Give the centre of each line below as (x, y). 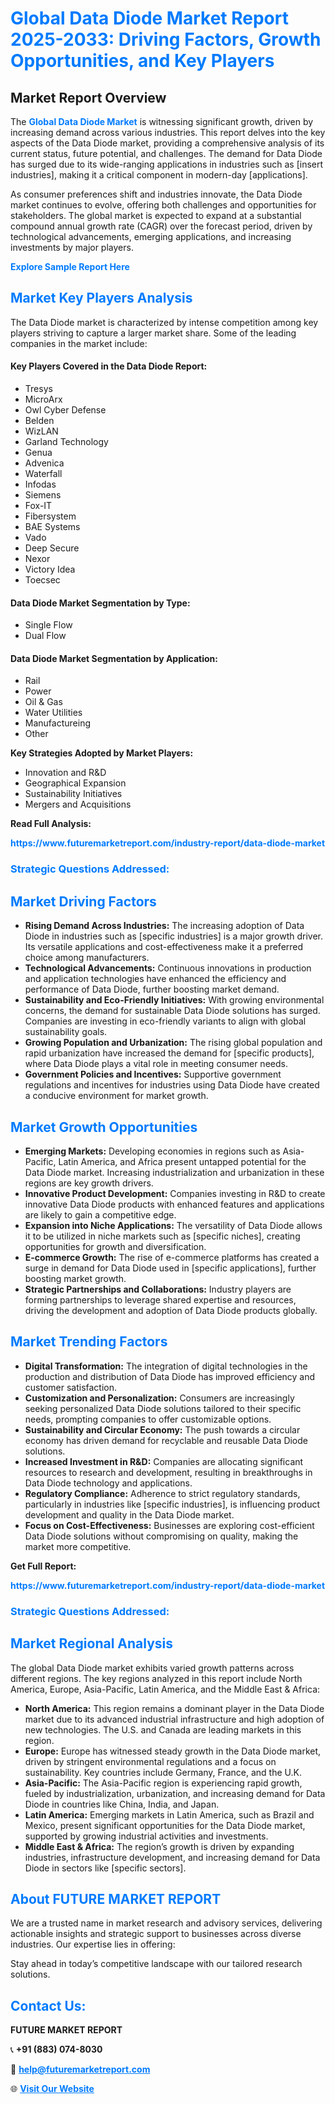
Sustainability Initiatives (73, 794)
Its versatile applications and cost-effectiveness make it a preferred (164, 947)
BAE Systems (52, 527)
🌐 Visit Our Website (52, 2089)
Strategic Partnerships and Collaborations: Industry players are (158, 1289)
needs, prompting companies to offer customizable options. (148, 1419)
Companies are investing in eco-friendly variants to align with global (165, 1021)
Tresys (38, 389)
